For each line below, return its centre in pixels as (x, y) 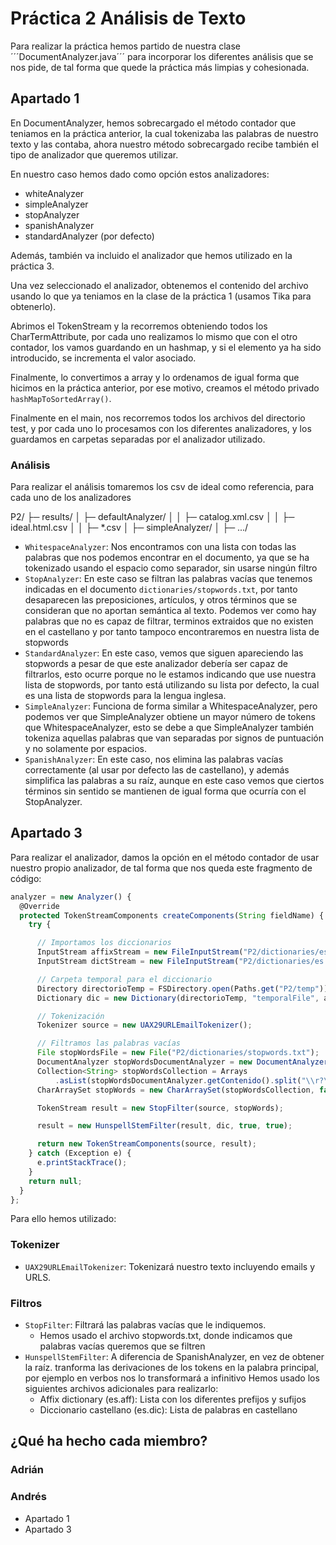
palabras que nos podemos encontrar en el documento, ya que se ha (167, 558)
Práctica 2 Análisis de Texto (128, 18)
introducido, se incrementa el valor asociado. (103, 358)
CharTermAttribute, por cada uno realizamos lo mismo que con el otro (154, 336)
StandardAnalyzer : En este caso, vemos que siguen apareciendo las (164, 653)
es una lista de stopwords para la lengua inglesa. (125, 696)
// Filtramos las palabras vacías (109, 1043)
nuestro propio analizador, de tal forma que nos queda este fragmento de (161, 868)
